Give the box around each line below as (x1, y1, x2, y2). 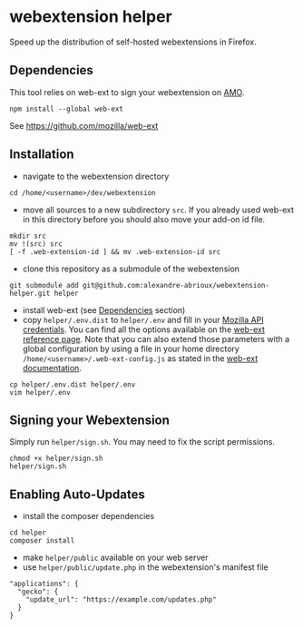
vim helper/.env (9, 388, 71, 397)
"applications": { (9, 579, 79, 589)
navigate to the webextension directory (22, 171, 170, 182)
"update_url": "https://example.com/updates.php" (25, 595, 218, 604)
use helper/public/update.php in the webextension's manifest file (22, 562, 269, 573)
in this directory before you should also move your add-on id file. (22, 213, 266, 224)
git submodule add (9, 280, 79, 289)
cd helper (9, 528, 47, 537)
